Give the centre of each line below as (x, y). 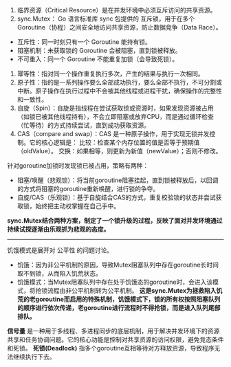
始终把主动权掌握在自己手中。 (78, 206)
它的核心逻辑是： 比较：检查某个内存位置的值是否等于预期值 (114, 142)
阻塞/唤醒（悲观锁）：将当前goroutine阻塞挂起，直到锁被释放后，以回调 (118, 180)
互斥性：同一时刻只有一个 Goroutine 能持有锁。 (84, 42)
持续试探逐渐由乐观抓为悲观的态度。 (58, 229)
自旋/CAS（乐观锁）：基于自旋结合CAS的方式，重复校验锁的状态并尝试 (117, 197)
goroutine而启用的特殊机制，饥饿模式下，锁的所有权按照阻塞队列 (128, 299)
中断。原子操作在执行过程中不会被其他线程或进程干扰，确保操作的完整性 (119, 91)
